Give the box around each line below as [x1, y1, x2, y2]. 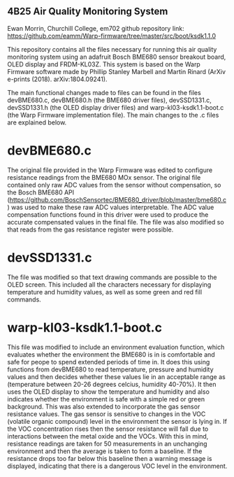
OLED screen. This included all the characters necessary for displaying [7, 280, 212, 289]
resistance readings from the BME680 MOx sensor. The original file [7, 173, 201, 181]
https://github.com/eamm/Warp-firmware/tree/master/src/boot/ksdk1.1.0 [7, 31, 217, 40]
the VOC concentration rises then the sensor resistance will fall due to [7, 425, 209, 433]
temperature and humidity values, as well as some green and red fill [7, 287, 203, 296]
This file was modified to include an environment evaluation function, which [7, 343, 225, 351]
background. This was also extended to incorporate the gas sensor [7, 402, 200, 411]
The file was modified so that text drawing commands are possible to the [7, 273, 217, 281]
